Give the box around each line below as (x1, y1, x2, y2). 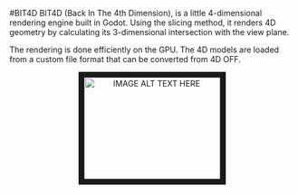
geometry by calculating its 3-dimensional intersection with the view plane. (9, 27, 290, 37)
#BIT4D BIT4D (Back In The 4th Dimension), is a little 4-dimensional (9, 8, 263, 18)
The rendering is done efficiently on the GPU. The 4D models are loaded (9, 44, 279, 55)
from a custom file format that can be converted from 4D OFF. (9, 54, 242, 64)
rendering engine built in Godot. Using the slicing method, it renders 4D (9, 17, 276, 28)
